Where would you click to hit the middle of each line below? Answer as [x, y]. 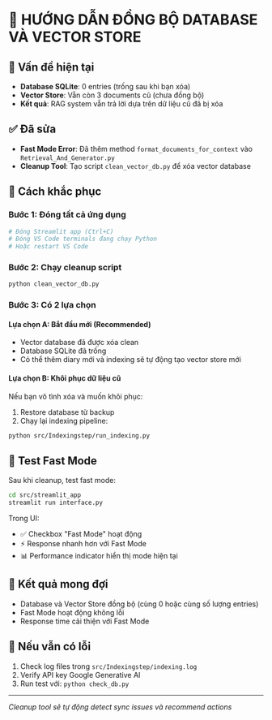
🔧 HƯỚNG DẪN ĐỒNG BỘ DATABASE [133, 20]
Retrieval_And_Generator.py [67, 158]
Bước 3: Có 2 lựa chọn [52, 305]
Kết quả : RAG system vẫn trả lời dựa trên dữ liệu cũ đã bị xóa [121, 103]
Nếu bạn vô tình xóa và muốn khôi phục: [76, 396]
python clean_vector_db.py [54, 284]
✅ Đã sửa [32, 129]
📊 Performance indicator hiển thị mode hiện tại [99, 556]
